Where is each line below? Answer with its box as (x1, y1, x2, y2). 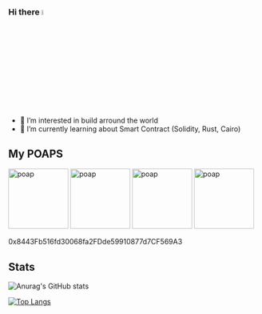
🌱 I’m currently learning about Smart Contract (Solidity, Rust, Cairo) (19, 123, 241, 134)
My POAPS (8, 147, 64, 160)
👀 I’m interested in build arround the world (19, 115, 158, 125)
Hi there (8, 6, 40, 18)
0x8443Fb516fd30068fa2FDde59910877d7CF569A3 (8, 237, 183, 247)
